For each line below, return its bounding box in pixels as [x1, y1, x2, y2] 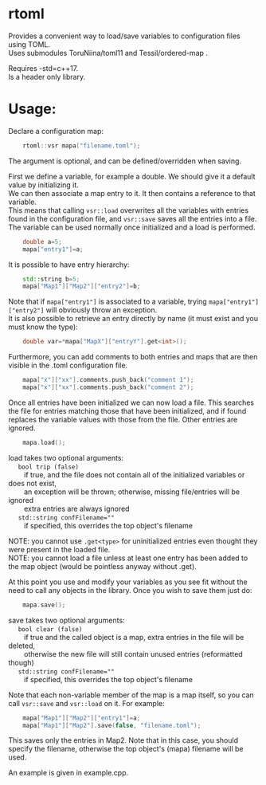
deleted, [8, 641, 36, 650]
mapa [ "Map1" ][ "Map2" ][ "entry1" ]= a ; [22, 714, 141, 722]
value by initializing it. [8, 180, 80, 190]
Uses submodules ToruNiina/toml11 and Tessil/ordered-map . [8, 48, 209, 57]
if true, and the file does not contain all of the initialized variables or [23, 469, 245, 479]
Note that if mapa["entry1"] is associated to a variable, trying [8, 296, 207, 307]
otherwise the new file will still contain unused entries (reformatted [23, 649, 243, 658]
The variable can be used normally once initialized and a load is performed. [8, 222, 256, 232]
